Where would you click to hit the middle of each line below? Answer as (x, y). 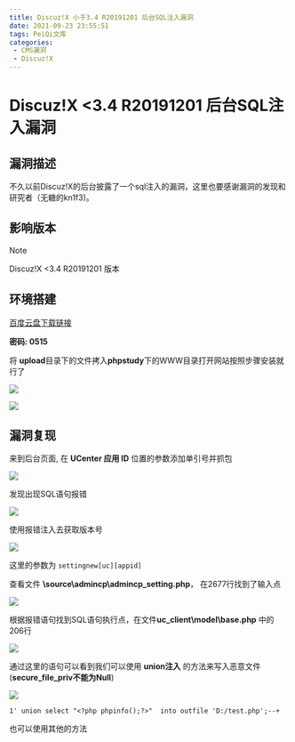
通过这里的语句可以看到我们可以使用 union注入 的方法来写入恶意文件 (135, 666)
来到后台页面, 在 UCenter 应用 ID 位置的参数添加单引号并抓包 (121, 458)
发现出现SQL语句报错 (48, 494)
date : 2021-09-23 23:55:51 (59, 26)
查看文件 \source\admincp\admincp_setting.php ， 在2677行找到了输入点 (145, 585)
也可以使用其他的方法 (48, 729)
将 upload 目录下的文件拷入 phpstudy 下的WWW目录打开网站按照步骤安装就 (147, 360)
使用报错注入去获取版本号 (56, 529)
